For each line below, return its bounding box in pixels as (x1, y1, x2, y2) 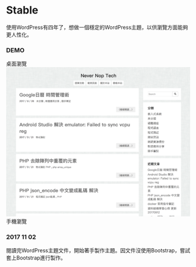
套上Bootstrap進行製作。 (6, 254, 67, 262)
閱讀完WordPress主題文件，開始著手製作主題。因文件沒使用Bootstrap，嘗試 (6, 247, 191, 254)
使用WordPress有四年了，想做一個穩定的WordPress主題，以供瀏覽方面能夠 (6, 24, 188, 31)
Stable (6, 4, 38, 17)
